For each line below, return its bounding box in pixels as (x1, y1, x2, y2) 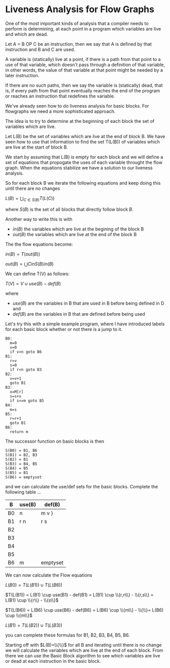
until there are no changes (5, 185, 60, 191)
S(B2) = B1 (5, 457, 28, 462)
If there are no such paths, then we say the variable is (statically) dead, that (5, 82, 163, 88)
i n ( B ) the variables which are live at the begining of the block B (12, 226, 144, 232)
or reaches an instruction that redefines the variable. (5, 93, 115, 99)
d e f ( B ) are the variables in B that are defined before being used (12, 311, 146, 317)
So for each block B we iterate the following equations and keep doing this (5, 180, 161, 186)
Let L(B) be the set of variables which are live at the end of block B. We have (5, 133, 165, 139)
